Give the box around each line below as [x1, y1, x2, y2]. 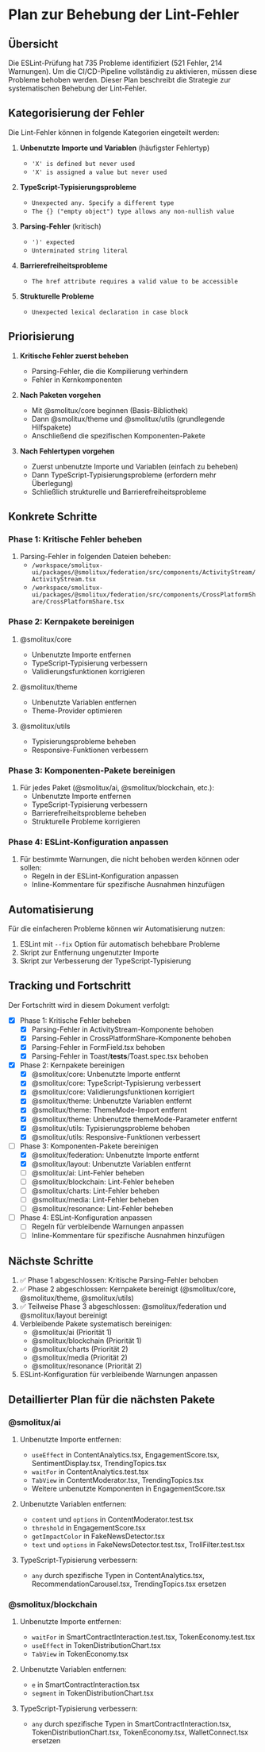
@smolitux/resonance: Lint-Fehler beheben [31, 1204, 174, 1214]
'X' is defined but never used [31, 160, 136, 168]
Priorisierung [8, 330, 75, 343]
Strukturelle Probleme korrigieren [31, 816, 140, 826]
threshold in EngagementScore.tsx [31, 1522, 146, 1532]
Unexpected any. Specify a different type [31, 199, 175, 207]
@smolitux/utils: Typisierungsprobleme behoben [31, 1123, 190, 1133]
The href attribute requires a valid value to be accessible [31, 277, 238, 285]
